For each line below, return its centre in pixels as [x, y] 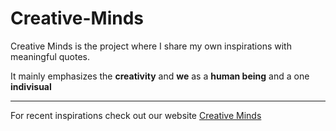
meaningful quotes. [50, 56]
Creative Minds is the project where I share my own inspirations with [151, 46]
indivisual [31, 86]
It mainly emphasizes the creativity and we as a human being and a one [160, 76]
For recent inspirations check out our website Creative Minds [136, 115]
